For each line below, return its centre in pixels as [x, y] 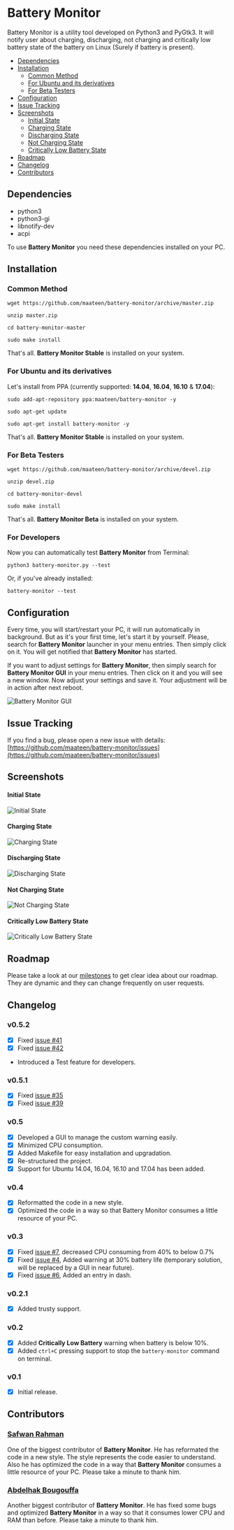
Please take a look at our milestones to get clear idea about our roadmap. [113, 976]
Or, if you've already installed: [50, 578]
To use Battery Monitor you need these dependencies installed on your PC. [116, 247]
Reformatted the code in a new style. [70, 1202]
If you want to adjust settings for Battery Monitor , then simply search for [112, 666]
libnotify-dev [36, 226]
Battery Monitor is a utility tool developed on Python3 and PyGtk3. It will [111, 32]
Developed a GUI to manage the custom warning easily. [97, 1137]
